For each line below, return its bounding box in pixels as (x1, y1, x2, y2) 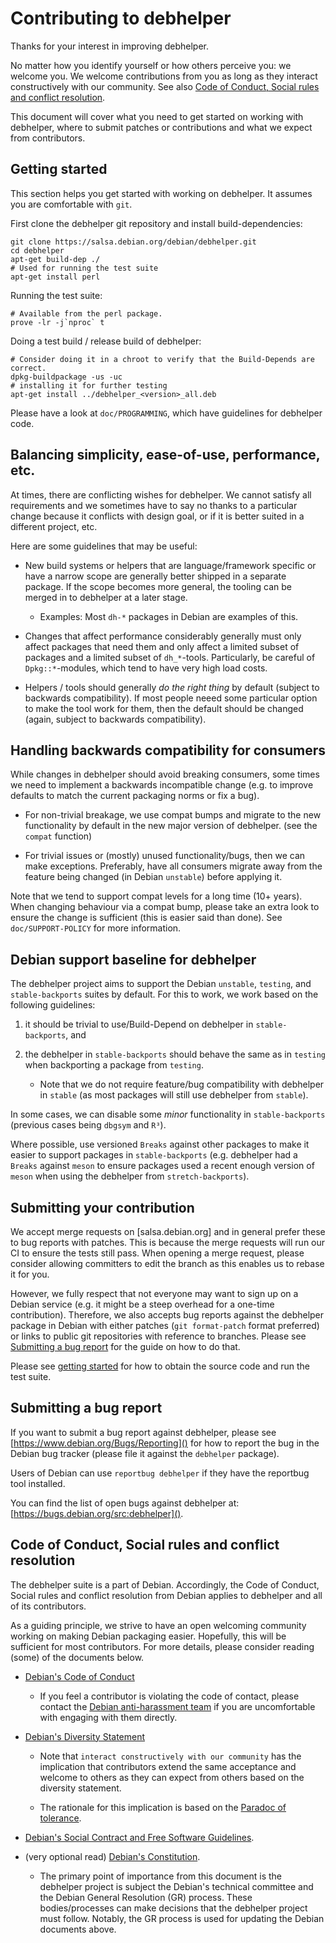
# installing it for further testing (10, 380, 168, 391)
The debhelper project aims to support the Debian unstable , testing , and (10, 978, 312, 990)
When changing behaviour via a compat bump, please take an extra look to (10, 901, 320, 913)
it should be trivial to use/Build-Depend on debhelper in (24, 1018, 254, 1031)
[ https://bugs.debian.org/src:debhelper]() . (10, 1507, 184, 1519)
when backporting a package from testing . (24, 1059, 204, 1071)
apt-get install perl (10, 272, 101, 282)
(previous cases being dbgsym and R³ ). (10, 1119, 167, 1131)
